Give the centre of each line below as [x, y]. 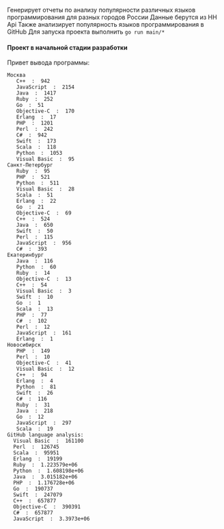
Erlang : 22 [36, 201]
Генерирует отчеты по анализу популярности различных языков [101, 10]
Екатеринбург [26, 255]
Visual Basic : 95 [45, 159]
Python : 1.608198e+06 [48, 471]
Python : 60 [36, 267]
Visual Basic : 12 [45, 369]
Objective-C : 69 [44, 213]
